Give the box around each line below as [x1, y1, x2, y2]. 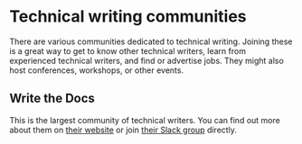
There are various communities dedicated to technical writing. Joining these [9, 36, 293, 47]
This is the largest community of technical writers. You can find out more [9, 114, 280, 125]
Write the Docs [9, 91, 95, 106]
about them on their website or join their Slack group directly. [9, 124, 238, 135]
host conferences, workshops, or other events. [9, 65, 184, 76]
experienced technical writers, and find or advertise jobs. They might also [9, 55, 285, 66]
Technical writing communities [9, 6, 247, 27]
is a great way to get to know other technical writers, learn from [9, 45, 247, 56]
